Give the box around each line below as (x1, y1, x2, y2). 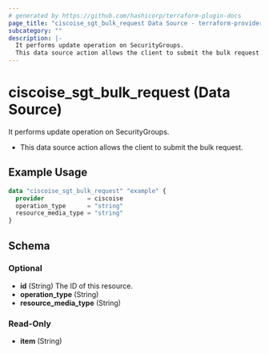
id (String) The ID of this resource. (19, 281, 134, 291)
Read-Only (8, 318, 52, 329)
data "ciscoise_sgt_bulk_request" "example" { (8, 187, 167, 195)
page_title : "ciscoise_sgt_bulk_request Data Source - (8, 19, 195, 27)
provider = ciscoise (15, 194, 124, 203)
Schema (8, 239, 50, 252)
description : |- (8, 34, 62, 42)
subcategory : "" (8, 26, 62, 34)
